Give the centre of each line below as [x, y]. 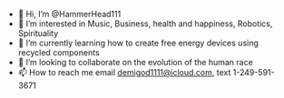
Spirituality [38, 33]
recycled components [59, 53]
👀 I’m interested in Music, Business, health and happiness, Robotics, [145, 24]
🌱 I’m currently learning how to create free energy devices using [138, 43]
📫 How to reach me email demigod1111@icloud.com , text [124, 72]
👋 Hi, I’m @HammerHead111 [69, 14]
